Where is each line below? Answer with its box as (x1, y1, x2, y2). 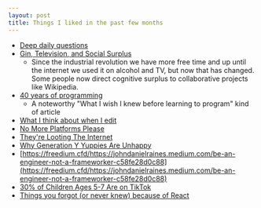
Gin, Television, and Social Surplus (19, 49, 132, 58)
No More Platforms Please (19, 123, 105, 133)
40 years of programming (19, 90, 103, 100)
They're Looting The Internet (19, 132, 113, 141)
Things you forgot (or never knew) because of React (19, 190, 190, 200)
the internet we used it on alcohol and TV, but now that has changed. (31, 65, 255, 75)
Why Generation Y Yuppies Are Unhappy (19, 140, 152, 150)
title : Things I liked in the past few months (8, 19, 164, 27)
